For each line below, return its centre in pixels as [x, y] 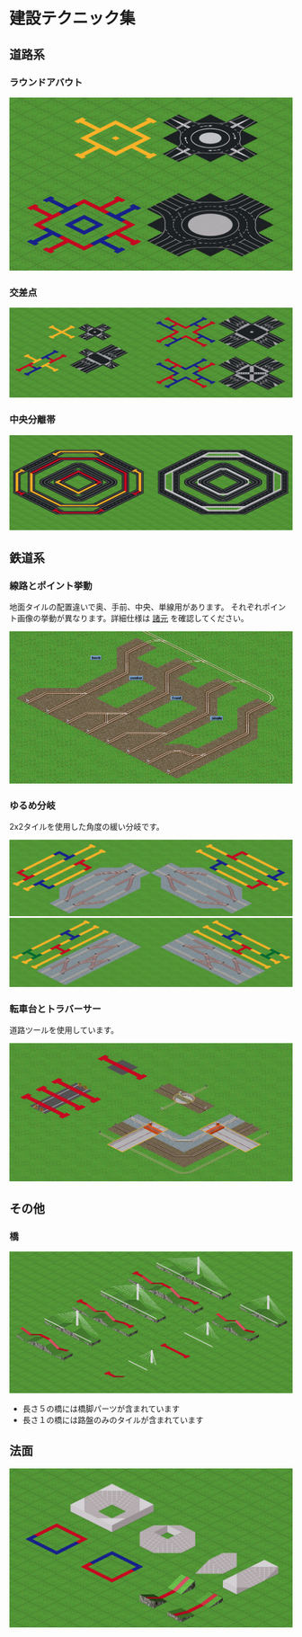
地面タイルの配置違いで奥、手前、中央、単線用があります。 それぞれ [136, 607]
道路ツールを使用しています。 [64, 1030]
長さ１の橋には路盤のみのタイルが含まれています [113, 1420]
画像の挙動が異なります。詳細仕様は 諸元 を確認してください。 [133, 618]
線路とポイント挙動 [51, 585]
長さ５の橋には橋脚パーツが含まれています [101, 1409]
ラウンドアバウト [46, 82]
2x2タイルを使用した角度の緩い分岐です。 [87, 827]
